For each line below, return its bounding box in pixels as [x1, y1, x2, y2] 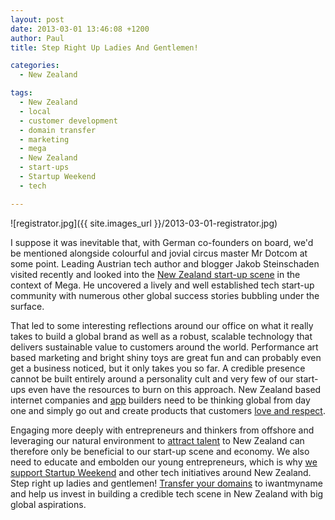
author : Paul [10, 33, 65, 43]
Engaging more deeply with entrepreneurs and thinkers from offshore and [10, 424, 315, 436]
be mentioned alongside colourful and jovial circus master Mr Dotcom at [10, 247, 308, 259]
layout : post [10, 14, 65, 25]
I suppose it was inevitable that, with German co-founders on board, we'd [10, 236, 314, 248]
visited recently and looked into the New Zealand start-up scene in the [10, 268, 301, 280]
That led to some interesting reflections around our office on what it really [10, 319, 314, 331]
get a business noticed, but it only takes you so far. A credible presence [10, 362, 306, 374]
